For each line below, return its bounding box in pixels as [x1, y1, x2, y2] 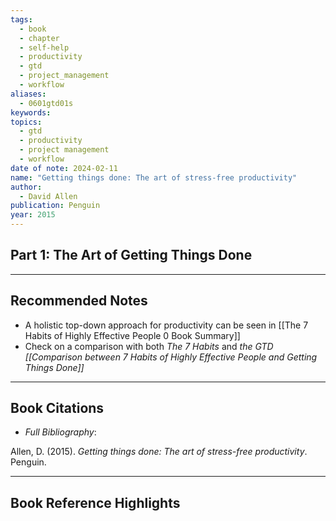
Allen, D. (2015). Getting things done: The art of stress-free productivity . [10, 446, 308, 458]
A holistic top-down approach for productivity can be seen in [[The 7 [24, 319, 309, 331]
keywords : [10, 107, 52, 118]
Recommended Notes [10, 292, 148, 310]
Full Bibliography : [24, 426, 97, 438]
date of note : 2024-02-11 [10, 163, 118, 173]
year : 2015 [10, 210, 56, 220]
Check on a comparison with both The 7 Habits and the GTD [24, 340, 274, 352]
